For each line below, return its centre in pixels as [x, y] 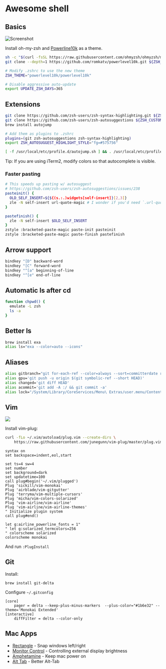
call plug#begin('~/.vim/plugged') [42, 481]
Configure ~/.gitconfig [29, 592]
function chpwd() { [25, 302]
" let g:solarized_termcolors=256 [41, 529]
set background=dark [26, 473]
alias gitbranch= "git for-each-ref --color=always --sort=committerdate [82, 374]
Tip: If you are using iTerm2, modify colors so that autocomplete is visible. [81, 161]
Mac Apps [21, 634]
